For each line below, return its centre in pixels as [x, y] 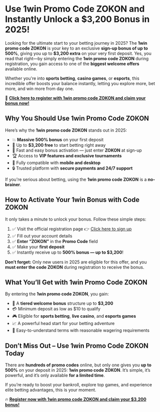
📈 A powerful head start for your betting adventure [63, 324]
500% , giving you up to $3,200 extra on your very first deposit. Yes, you [78, 53]
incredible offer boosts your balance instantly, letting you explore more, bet [80, 83]
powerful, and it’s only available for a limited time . [55, 376]
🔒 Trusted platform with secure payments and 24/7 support [72, 168]
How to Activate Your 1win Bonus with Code [72, 200]
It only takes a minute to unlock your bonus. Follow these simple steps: [76, 219]
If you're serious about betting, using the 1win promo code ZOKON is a [76, 179]
